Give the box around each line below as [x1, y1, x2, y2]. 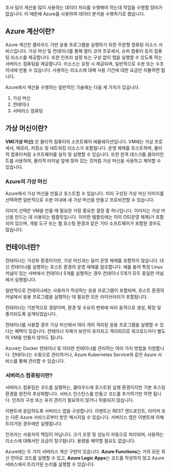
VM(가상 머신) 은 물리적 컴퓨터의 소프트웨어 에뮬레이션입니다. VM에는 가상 [5, 138, 154, 144]
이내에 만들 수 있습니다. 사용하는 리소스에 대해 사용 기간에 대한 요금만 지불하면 [5, 67, 160, 73]
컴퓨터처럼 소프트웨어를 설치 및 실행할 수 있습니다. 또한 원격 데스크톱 [10, 151, 147, 157]
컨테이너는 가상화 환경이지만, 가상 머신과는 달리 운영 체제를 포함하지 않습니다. [5, 257, 159, 263]
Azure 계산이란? [5, 27, 55, 36]
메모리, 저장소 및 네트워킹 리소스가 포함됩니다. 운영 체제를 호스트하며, [16, 144, 153, 151]
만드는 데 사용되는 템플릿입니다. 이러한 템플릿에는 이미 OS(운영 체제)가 [14, 214, 155, 220]
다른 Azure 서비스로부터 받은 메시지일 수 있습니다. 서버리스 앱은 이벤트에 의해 [10, 414, 164, 421]
